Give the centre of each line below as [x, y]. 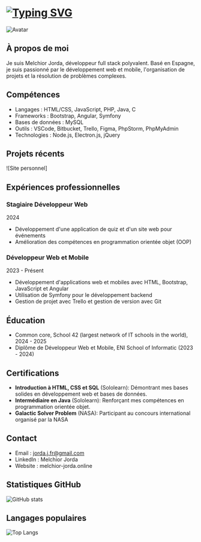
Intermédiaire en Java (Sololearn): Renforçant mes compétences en [99, 400]
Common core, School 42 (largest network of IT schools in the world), [101, 335]
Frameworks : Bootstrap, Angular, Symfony [68, 116]
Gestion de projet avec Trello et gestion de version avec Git [88, 302]
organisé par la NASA [41, 419]
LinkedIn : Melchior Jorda [46, 459]
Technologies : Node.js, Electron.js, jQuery [67, 135]
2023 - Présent [25, 270]
